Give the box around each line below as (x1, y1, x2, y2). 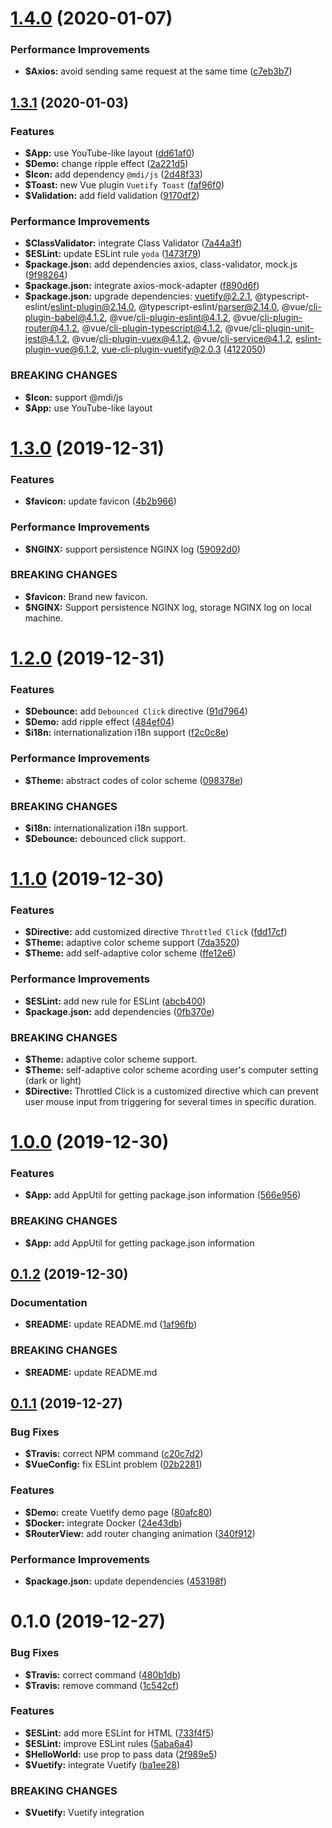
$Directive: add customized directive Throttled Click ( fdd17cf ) (24, 926, 288, 938)
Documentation (10, 1296, 88, 1310)
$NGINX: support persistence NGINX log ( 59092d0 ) (24, 543, 241, 555)
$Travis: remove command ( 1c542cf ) (24, 1679, 180, 1691)
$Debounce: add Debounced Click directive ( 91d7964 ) (24, 705, 248, 717)
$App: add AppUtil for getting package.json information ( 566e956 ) (24, 1189, 302, 1201)
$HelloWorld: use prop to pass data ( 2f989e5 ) (24, 1748, 218, 1760)
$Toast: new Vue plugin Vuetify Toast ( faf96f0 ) (24, 179, 225, 191)
